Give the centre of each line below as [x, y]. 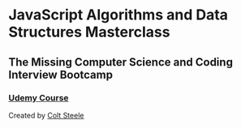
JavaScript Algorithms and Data [118, 15]
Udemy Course [39, 97]
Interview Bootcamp [61, 75]
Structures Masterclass [89, 32]
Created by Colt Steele [46, 115]
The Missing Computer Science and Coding [121, 62]
